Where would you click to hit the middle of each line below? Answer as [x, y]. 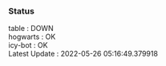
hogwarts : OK [32, 37]
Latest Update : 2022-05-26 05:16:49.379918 [83, 54]
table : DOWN [31, 29]
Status [21, 11]
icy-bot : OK [28, 45]
